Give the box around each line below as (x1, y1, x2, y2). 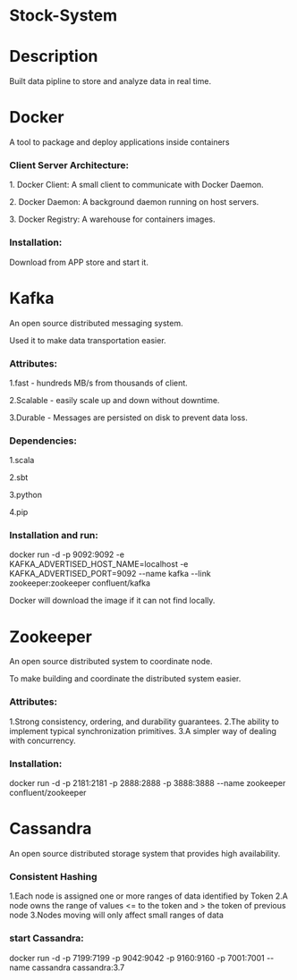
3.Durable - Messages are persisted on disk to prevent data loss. (9, 412, 249, 423)
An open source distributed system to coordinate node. (9, 656, 213, 667)
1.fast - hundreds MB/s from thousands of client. (9, 377, 188, 388)
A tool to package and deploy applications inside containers (9, 137, 230, 148)
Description (9, 46, 98, 67)
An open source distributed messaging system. (9, 317, 183, 328)
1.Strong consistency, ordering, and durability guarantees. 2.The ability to (9, 716, 279, 727)
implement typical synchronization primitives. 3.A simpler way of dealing (9, 725, 277, 736)
